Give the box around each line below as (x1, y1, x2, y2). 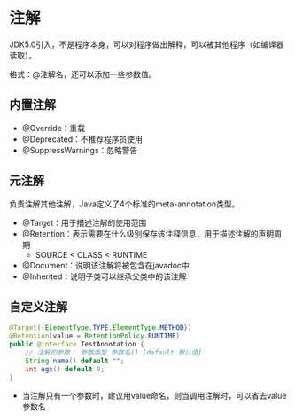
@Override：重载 (21, 122, 86, 133)
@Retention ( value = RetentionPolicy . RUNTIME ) (9, 331, 180, 341)
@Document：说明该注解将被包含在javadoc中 (21, 260, 190, 270)
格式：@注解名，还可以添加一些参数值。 (9, 68, 157, 80)
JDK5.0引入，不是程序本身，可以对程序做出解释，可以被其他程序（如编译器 (9, 39, 284, 50)
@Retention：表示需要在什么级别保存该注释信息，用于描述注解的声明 (21, 228, 275, 239)
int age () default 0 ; (25, 364, 105, 373)
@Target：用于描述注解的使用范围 (21, 217, 147, 228)
